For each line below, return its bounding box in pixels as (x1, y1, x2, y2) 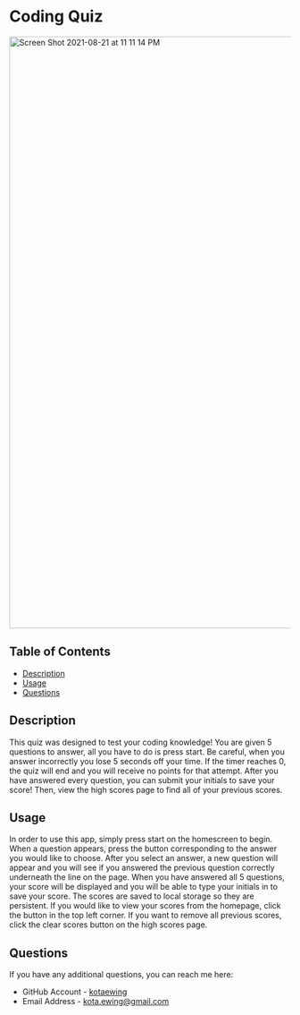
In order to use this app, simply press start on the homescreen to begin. (9, 834, 273, 845)
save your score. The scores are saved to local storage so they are (9, 891, 254, 901)
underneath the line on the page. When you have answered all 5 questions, (9, 872, 286, 883)
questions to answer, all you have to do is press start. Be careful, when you (9, 746, 286, 757)
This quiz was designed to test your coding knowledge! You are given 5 (9, 737, 272, 747)
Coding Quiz (9, 6, 104, 27)
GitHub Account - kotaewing (21, 986, 128, 997)
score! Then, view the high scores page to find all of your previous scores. (9, 784, 283, 795)
